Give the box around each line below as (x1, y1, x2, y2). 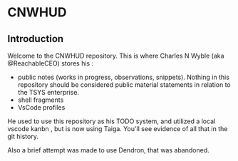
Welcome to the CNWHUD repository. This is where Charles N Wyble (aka (7, 51, 224, 60)
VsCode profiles (17, 103, 66, 111)
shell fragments (17, 95, 64, 104)
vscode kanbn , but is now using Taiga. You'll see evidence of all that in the (7, 125, 228, 133)
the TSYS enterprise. (17, 88, 80, 96)
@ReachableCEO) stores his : (7, 59, 94, 68)
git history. (7, 133, 39, 140)
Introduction (7, 33, 64, 45)
